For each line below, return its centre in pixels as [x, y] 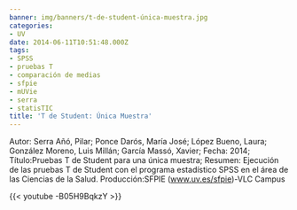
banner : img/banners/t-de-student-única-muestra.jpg [109, 17]
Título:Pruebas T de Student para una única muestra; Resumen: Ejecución [144, 160]
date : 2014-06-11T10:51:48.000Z [69, 42]
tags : [19, 51]
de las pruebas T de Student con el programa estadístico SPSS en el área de [149, 170]
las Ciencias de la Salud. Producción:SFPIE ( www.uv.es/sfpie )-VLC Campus [147, 179]
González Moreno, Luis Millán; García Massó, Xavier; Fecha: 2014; [130, 151]
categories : [31, 26]
